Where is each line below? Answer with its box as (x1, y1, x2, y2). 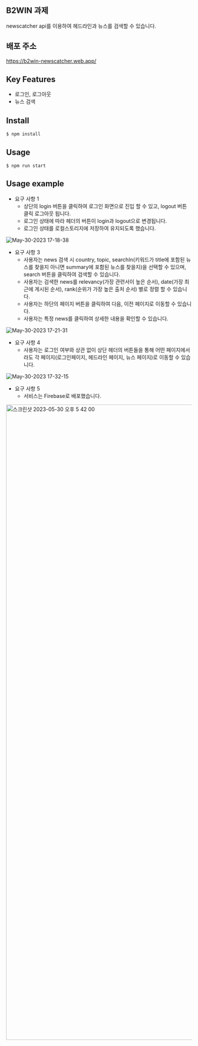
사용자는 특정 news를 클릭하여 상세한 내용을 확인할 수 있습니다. (23, 315, 169, 322)
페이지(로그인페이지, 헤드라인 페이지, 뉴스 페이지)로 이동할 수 (41, 353, 180, 361)
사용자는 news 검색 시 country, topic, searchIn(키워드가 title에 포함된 (23, 256, 185, 263)
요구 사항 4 (14, 338, 41, 346)
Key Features (6, 74, 56, 84)
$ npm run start (6, 163, 46, 169)
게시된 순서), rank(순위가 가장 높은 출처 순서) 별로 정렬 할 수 (34, 285, 172, 292)
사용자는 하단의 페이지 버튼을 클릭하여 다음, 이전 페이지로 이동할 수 (23, 300, 176, 307)
